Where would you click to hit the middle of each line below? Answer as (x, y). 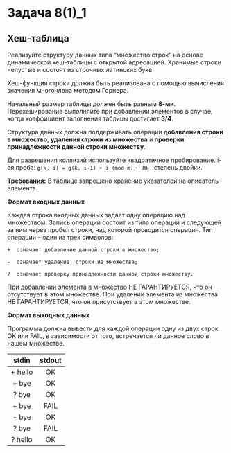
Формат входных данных (46, 202)
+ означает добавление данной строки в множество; (83, 250)
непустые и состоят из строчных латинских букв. (80, 70)
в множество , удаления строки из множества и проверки (96, 139)
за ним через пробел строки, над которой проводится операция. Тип (110, 230)
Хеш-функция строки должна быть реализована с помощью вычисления (115, 83)
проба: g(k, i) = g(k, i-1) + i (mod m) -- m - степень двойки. (109, 167)
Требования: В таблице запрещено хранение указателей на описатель (113, 181)
